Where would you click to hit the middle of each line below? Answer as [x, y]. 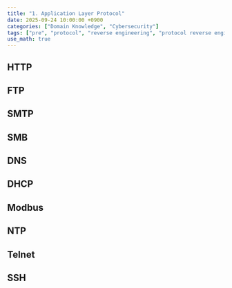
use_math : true [29, 39]
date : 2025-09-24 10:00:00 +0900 [55, 20]
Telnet [21, 255]
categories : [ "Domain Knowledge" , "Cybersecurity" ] [83, 26]
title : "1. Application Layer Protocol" [66, 13]
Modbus [25, 207]
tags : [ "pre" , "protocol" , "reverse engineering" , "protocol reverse [109, 33]
